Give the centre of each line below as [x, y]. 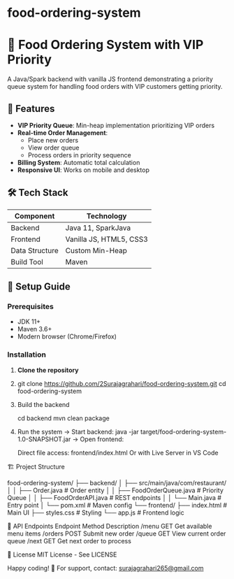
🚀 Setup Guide [39, 287]
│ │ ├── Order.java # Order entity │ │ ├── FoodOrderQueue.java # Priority [115, 490]
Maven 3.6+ [35, 329]
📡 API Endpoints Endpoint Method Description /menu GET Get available [110, 526]
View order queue [53, 148]
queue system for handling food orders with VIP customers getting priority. [115, 87]
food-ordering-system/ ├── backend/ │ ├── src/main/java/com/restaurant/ [117, 482]
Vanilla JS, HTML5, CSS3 [107, 239]
